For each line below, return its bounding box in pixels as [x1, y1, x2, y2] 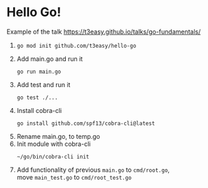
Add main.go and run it [16, 54, 83, 63]
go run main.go [16, 68, 62, 75]
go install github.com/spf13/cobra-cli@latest [16, 120, 155, 127]
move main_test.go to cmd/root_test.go [16, 173, 132, 181]
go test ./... [16, 94, 58, 101]
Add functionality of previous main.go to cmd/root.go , [16, 166, 170, 174]
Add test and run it [16, 80, 71, 88]
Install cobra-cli [16, 106, 62, 114]
